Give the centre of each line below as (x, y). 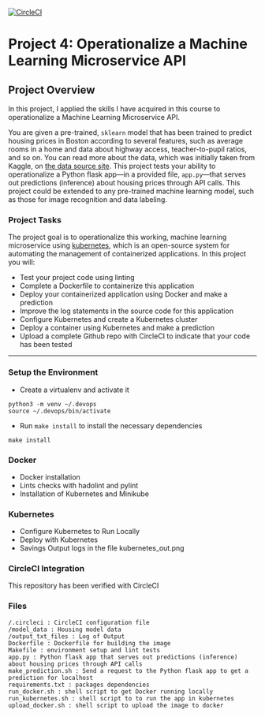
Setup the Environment (53, 372)
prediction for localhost (50, 678)
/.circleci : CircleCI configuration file (79, 622)
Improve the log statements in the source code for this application (127, 311)
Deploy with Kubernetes (59, 540)
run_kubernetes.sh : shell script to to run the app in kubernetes (121, 698)
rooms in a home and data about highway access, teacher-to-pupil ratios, (127, 149)
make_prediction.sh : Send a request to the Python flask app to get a (128, 670)
